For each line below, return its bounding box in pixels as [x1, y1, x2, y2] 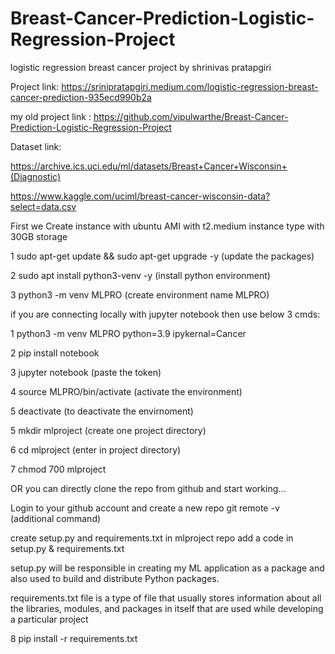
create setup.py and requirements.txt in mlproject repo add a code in [10, 532, 294, 544]
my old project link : [10, 110, 92, 122]
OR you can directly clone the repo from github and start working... [10, 482, 287, 494]
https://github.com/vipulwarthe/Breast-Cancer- [93, 110, 289, 122]
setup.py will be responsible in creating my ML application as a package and [10, 562, 325, 574]
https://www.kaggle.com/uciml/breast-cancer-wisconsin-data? [10, 190, 271, 202]
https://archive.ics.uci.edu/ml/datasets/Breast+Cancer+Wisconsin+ [10, 160, 288, 172]
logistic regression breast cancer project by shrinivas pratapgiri [10, 61, 272, 73]
